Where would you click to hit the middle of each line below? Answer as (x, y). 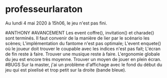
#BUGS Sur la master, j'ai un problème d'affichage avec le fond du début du (84, 64)
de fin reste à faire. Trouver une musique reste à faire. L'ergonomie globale (82, 54)
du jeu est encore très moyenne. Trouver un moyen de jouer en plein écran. (83, 59)
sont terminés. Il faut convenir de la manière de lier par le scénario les (77, 38)
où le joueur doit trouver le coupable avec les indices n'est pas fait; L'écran (83, 48)
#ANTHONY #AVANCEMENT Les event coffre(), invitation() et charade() (80, 32)
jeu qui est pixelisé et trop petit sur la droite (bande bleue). (66, 70)
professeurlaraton (44, 9)
